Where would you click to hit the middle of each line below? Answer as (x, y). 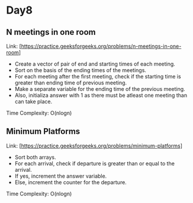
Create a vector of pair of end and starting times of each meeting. (95, 64)
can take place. (33, 102)
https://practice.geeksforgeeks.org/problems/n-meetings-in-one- (101, 46)
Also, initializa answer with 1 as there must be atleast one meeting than (101, 95)
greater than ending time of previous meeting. (71, 83)
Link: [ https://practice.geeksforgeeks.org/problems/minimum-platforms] (94, 146)
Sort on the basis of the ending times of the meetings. (81, 70)
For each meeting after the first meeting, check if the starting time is (98, 76)
